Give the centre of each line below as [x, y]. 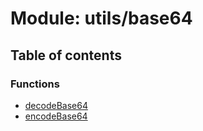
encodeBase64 [56, 116]
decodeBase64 [56, 105]
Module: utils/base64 [101, 18]
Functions [35, 84]
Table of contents [66, 55]
